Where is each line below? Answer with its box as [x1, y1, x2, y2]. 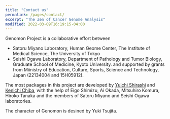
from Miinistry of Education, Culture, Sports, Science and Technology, [12, 67, 159, 73]
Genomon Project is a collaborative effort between [5, 35, 111, 42]
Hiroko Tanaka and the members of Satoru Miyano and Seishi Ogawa [5, 93, 150, 99]
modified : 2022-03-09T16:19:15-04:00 [5, 21, 85, 27]
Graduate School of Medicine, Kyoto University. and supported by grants [12, 61, 165, 67]
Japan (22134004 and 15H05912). [12, 72, 84, 78]
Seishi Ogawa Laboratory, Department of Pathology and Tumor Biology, [12, 56, 162, 62]
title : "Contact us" [5, 7, 49, 13]
